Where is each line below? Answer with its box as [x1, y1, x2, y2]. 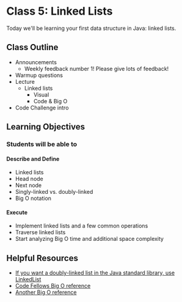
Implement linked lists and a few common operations [15, 222, 148, 230]
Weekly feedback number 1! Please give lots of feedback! [24, 65, 169, 72]
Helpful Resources [6, 252, 78, 263]
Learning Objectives [6, 122, 86, 132]
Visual [33, 90, 49, 98]
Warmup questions [15, 72, 63, 79]
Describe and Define [6, 155, 60, 163]
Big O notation [15, 194, 52, 202]
